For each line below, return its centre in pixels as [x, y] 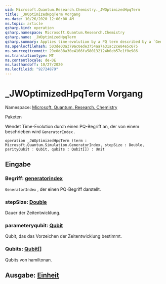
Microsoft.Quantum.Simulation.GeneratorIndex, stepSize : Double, [75, 145]
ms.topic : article [24, 23]
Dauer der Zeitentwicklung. [33, 213]
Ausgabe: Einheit [32, 275]
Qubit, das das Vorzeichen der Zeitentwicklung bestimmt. [63, 236]
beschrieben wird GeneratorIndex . [40, 132]
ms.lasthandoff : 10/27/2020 [34, 65]
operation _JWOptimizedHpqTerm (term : [46, 141]
